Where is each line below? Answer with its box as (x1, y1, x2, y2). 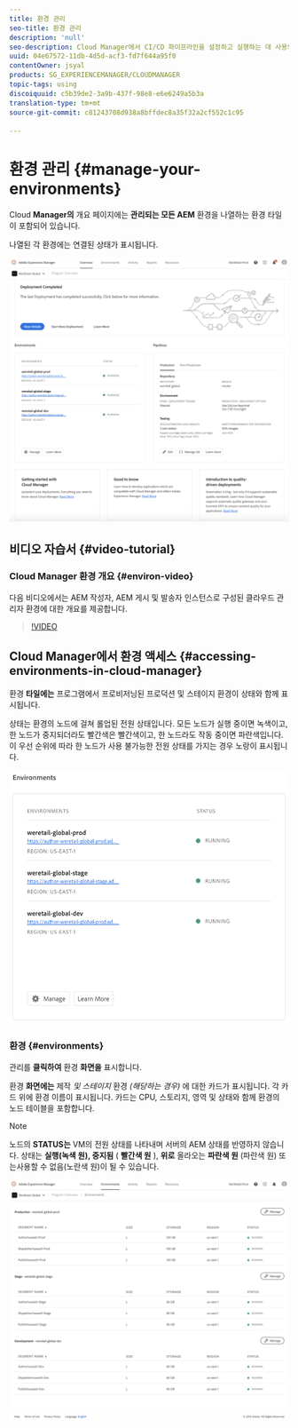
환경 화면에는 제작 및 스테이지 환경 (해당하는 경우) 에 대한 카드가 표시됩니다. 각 (9, 1080, 279, 1091)
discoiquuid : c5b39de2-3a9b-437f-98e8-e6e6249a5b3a (9, 89, 204, 98)
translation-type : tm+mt (9, 99, 101, 107)
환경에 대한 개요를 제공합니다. (25, 603, 128, 614)
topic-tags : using (9, 80, 77, 89)
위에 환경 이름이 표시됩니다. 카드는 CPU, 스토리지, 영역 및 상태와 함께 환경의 (18, 1091, 280, 1102)
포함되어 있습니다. (18, 220, 81, 231)
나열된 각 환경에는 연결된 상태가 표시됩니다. (9, 240, 159, 250)
